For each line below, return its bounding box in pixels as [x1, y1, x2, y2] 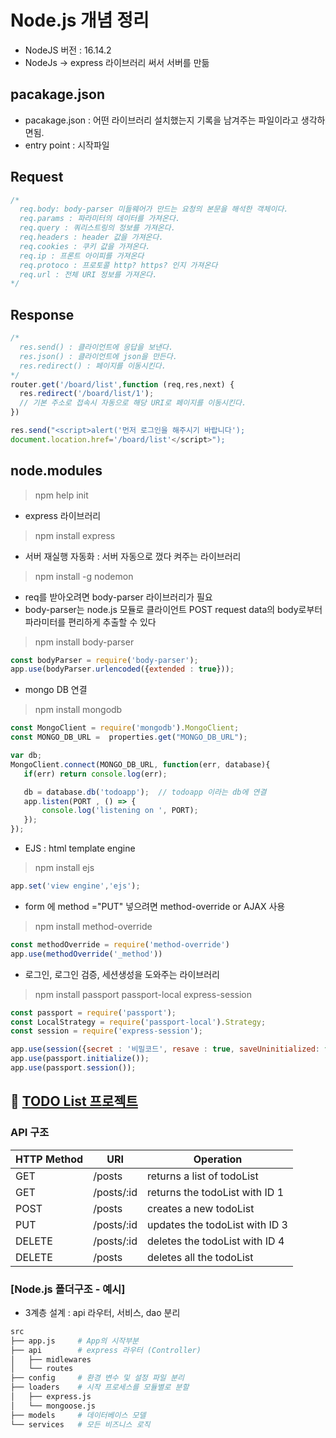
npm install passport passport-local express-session [34, 988, 252, 1000]
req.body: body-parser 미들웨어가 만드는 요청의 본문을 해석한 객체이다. [19, 204, 289, 215]
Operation [193, 1152, 243, 1166]
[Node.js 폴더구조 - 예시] [10, 1282, 126, 1296]
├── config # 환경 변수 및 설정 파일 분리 [10, 1373, 185, 1383]
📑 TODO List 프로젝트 [10, 1093, 138, 1110]
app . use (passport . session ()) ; [10, 1063, 137, 1073]
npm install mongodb [34, 704, 123, 716]
